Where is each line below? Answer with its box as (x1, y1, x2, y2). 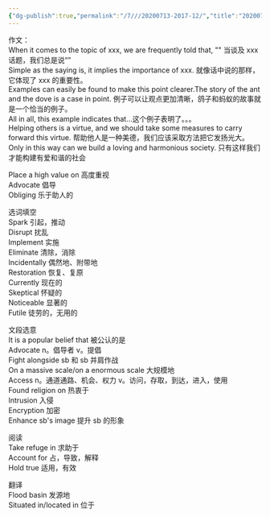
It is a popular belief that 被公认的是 (8, 335, 126, 345)
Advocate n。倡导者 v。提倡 (8, 345, 102, 354)
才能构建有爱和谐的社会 (8, 152, 86, 162)
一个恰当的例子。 (14, 104, 72, 114)
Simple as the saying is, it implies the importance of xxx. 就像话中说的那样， (8, 65, 260, 75)
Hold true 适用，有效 (8, 462, 76, 472)
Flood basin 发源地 (8, 490, 71, 499)
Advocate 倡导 (8, 180, 56, 189)
